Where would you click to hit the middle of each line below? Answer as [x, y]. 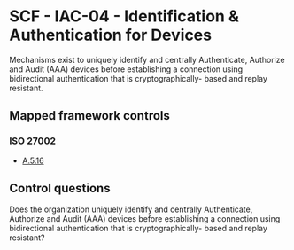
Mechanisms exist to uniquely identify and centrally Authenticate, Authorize [147, 59]
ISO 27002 [32, 141]
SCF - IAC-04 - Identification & [124, 16]
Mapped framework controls [90, 116]
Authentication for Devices [111, 35]
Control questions [60, 188]
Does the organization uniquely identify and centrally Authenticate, [131, 209]
